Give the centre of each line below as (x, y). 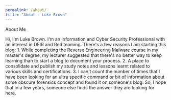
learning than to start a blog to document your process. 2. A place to (77, 60)
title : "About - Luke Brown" (36, 15)
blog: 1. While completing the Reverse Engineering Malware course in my (82, 50)
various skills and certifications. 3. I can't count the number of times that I (83, 71)
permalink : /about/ (26, 10)
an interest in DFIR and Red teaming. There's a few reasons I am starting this (86, 44)
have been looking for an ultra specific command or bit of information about (85, 77)
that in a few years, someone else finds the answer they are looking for (80, 87)
